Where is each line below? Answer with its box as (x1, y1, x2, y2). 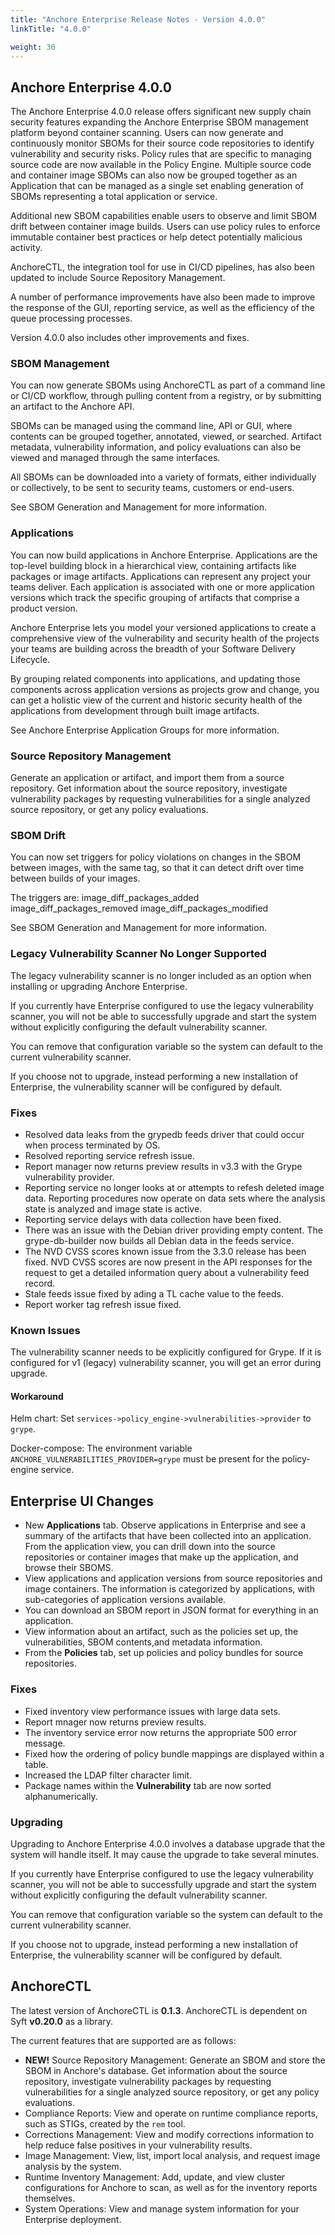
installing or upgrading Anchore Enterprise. (10, 980, 188, 992)
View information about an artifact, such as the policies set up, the (24, 1626, 299, 1638)
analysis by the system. (24, 2160, 122, 2172)
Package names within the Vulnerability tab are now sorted (24, 1779, 272, 1791)
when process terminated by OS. (24, 1139, 161, 1151)
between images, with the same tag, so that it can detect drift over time (10, 862, 305, 874)
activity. (10, 242, 43, 254)
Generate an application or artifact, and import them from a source (10, 772, 285, 784)
